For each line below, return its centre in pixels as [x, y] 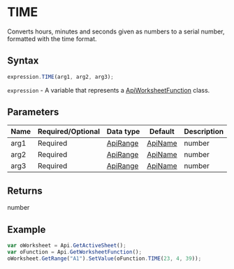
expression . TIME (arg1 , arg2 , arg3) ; [60, 77]
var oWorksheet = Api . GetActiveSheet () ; [67, 246]
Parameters [33, 112]
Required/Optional [68, 132]
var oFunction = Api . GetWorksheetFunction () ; [74, 252]
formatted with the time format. [52, 38]
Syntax [23, 61]
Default [162, 132]
